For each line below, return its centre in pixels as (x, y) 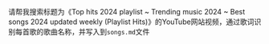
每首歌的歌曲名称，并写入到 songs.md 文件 (82, 32)
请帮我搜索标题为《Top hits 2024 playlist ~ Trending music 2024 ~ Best (127, 12)
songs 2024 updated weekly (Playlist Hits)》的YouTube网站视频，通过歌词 (131, 22)
